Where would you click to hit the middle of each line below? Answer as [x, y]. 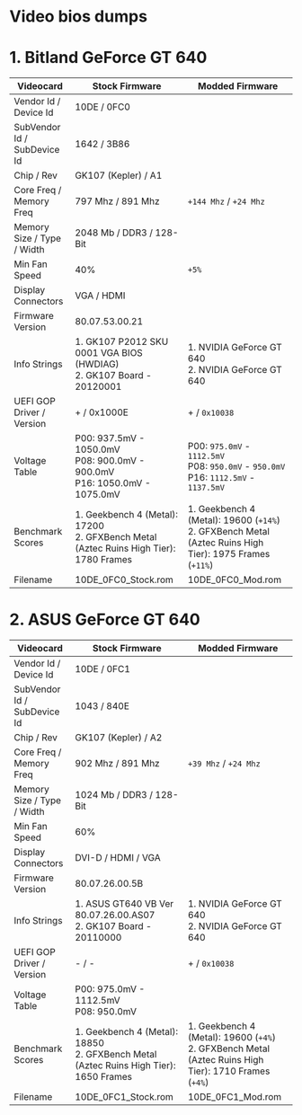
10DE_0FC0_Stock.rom [124, 580]
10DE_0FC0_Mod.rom [234, 580]
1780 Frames [104, 560]
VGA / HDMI [100, 296]
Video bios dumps [79, 17]
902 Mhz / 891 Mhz [117, 764]
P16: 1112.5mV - [222, 478]
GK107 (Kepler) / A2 [119, 738]
